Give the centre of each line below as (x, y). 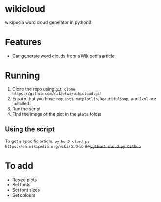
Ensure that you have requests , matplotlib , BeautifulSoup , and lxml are (84, 98)
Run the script (26, 109)
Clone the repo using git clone (44, 89)
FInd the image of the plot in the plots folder (57, 114)
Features (23, 42)
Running (22, 75)
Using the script (30, 130)
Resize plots (24, 180)
